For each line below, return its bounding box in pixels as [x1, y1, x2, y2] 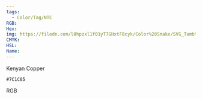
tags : [6, 8, 20, 15]
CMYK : [6, 37, 20, 43]
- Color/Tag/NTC [11, 14, 52, 21]
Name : [6, 48, 20, 54]
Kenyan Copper [6, 65, 45, 72]
